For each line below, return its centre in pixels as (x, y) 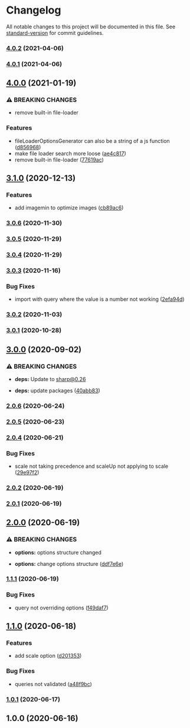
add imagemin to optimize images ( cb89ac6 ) (69, 208)
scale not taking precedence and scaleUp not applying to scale (91, 466)
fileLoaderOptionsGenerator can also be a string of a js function (92, 141)
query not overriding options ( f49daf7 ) (61, 608)
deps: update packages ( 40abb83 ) (57, 391)
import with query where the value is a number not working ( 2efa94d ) (99, 299)
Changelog (34, 10)
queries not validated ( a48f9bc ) (53, 684)
